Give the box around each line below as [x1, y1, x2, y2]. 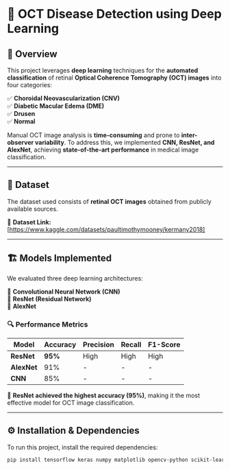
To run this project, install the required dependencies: [7, 443, 158, 451]
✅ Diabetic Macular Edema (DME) [7, 102, 105, 110]
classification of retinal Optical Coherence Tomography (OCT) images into [7, 73, 222, 82]
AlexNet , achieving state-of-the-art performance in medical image [7, 145, 199, 154]
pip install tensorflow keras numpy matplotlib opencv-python [7, 456, 188, 463]
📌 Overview [7, 48, 57, 60]
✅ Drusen [7, 110, 36, 117]
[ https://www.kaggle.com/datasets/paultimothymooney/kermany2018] [7, 225, 205, 233]
